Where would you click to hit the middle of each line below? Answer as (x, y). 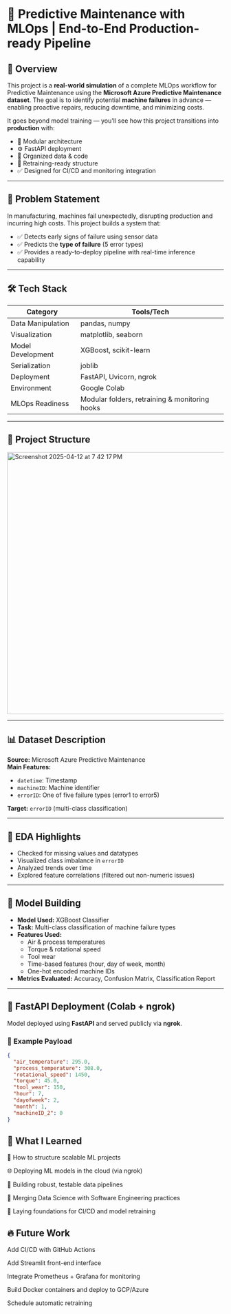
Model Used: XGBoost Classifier (63, 920)
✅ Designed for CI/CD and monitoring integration (86, 171)
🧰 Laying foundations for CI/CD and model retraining (81, 1211)
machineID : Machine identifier (58, 788)
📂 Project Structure (49, 439)
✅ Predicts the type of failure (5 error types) (80, 244)
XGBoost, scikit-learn (115, 350)
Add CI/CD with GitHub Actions (51, 1250)
